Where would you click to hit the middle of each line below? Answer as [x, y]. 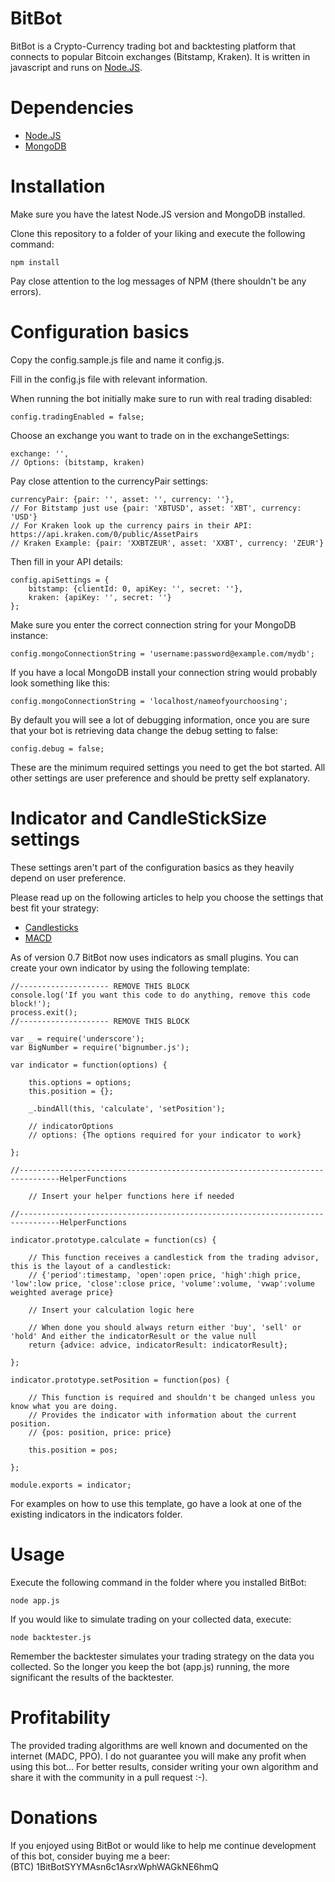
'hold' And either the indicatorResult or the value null [133, 1336]
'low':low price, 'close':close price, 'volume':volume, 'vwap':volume [162, 1283]
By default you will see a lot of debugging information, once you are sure [160, 719]
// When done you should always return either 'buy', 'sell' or [165, 1327]
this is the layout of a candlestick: [91, 1266]
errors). [26, 291]
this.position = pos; [73, 1450]
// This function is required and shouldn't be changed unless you [171, 1397]
